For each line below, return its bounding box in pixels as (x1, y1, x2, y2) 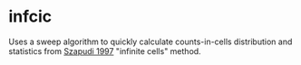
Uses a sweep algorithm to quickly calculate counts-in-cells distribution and (8, 36, 293, 47)
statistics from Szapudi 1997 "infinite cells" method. (8, 45, 201, 56)
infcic (8, 6, 53, 27)
